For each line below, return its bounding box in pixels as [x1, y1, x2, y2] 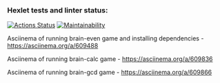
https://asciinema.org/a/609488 [7, 42, 99, 50]
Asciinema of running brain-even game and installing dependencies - [7, 34, 204, 43]
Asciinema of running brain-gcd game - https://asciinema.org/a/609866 [7, 68, 212, 77]
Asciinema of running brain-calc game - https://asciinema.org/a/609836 [7, 55, 213, 63]
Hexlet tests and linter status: [7, 5, 108, 15]
